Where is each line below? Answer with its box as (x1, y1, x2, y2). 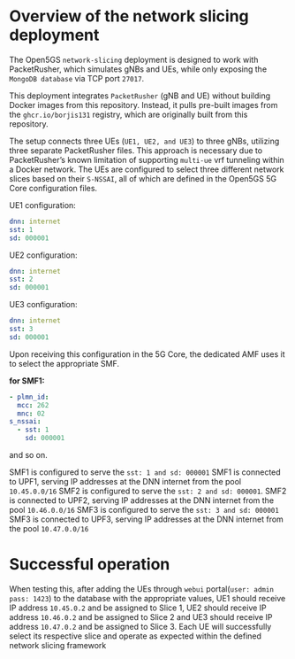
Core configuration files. (9, 182, 98, 193)
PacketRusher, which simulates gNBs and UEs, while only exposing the (9, 64, 268, 74)
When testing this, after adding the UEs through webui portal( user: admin (9, 584, 274, 594)
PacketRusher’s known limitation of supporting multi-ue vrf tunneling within (9, 154, 284, 165)
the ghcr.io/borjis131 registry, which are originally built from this (9, 109, 248, 120)
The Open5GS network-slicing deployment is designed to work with (9, 54, 259, 65)
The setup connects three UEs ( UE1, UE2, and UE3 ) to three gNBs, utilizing (9, 136, 280, 146)
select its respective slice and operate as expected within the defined (9, 631, 262, 641)
